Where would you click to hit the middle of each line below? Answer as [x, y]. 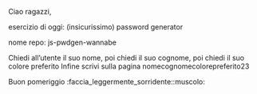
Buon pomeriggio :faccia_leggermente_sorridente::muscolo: [107, 82]
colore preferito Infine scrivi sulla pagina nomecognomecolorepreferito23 [129, 66]
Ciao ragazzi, [30, 12]
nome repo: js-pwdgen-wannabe [63, 42]
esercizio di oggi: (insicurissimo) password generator [96, 27]
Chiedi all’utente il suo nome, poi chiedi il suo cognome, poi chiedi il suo [127, 58]
